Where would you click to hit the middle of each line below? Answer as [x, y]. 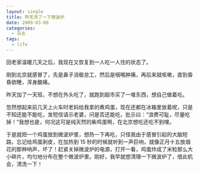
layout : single [25, 12]
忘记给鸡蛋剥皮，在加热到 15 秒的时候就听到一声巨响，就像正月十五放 [101, 142]
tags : [13, 39]
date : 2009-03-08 [28, 22]
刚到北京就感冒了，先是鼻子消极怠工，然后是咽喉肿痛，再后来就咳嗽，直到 [97, 74]
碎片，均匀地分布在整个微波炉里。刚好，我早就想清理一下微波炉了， [94, 156]
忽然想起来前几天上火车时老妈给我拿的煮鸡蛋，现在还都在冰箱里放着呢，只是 [99, 107]
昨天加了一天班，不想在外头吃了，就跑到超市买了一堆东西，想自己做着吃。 [97, 94]
